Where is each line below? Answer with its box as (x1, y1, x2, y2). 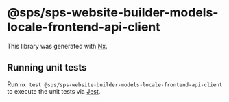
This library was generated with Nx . (7, 42, 108, 50)
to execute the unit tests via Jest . (7, 87, 101, 95)
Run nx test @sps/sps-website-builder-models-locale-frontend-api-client (7, 80, 223, 88)
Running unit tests (7, 62, 87, 73)
